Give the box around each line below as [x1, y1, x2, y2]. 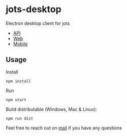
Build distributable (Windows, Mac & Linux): [6, 106, 98, 112]
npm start [6, 97, 27, 102]
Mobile [13, 40, 28, 47]
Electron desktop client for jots [6, 20, 70, 26]
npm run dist [6, 116, 34, 121]
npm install [6, 78, 31, 84]
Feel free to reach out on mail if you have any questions [6, 125, 122, 131]
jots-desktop [6, 4, 61, 15]
